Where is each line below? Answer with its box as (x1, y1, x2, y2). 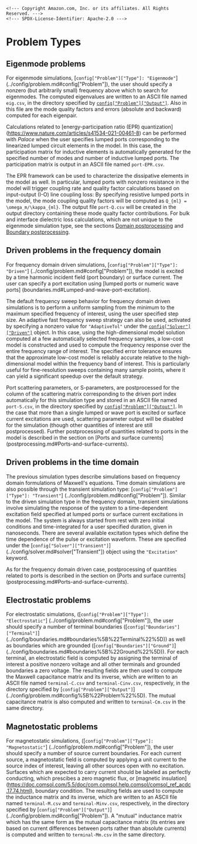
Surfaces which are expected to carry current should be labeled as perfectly (6, 769, 191, 776)
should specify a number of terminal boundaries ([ (6, 623, 128, 630)
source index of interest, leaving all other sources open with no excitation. (6, 762, 185, 769)
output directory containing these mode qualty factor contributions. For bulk (6, 210, 190, 217)
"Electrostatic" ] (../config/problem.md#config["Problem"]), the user (6, 617, 174, 624)
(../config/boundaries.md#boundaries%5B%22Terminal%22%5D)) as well (6, 636, 186, 643)
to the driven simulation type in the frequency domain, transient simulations (6, 498, 189, 505)
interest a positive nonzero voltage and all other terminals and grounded (6, 661, 181, 668)
